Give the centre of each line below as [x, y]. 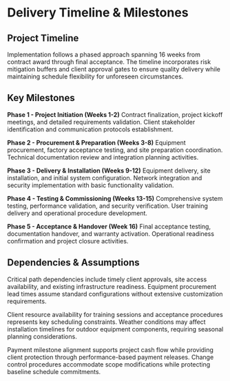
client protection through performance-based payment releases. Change [111, 357]
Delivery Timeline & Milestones [98, 13]
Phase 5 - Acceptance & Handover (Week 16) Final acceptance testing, [109, 226]
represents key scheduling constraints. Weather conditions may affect [106, 322]
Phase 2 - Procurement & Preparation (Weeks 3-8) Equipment [96, 142]
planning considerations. [42, 336]
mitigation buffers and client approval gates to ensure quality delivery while [114, 69]
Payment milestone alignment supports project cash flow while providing [110, 349]
